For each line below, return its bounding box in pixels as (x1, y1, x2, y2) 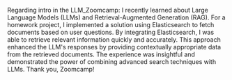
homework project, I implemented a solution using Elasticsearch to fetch (7, 21, 215, 29)
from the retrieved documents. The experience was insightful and (7, 50, 195, 58)
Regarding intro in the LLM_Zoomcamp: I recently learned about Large (7, 6, 209, 14)
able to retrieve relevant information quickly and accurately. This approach (7, 35, 221, 44)
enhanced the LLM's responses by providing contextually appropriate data (7, 43, 222, 51)
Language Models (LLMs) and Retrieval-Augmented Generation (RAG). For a (7, 13, 226, 22)
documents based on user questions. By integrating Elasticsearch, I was (7, 28, 215, 36)
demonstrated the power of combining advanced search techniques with (7, 58, 217, 65)
